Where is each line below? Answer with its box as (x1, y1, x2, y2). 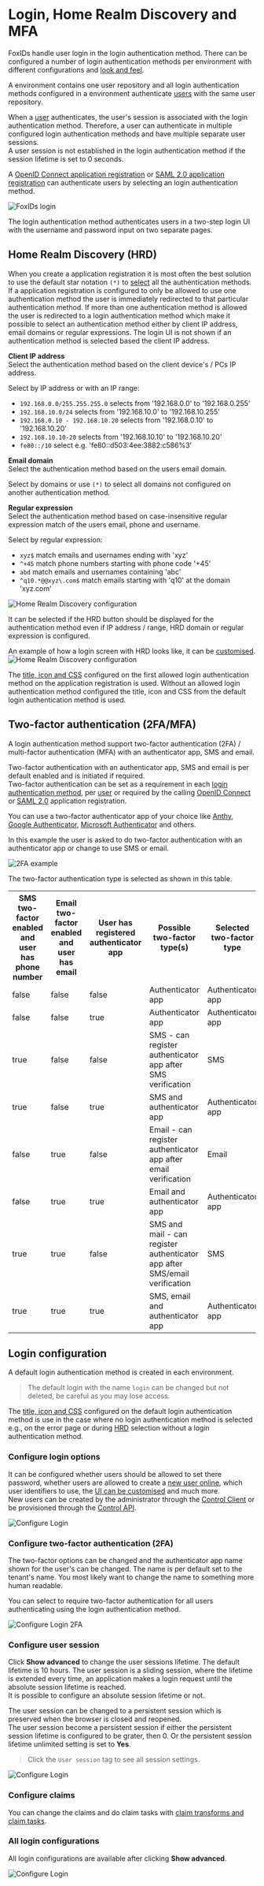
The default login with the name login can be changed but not (27, 1383, 229, 1393)
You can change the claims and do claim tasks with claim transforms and (8, 1807, 244, 1817)
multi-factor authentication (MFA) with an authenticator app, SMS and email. (8, 747, 255, 757)
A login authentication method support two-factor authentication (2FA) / (8, 738, 241, 748)
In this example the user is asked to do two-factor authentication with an (8, 835, 243, 844)
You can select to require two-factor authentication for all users (8, 1596, 214, 1605)
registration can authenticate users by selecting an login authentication (8, 177, 238, 187)
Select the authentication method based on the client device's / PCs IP (8, 359, 236, 369)
